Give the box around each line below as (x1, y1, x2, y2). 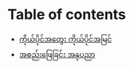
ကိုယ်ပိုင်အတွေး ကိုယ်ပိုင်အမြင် (18, 34, 112, 44)
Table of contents (7, 6, 127, 24)
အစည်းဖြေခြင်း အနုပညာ (18, 49, 96, 59)
